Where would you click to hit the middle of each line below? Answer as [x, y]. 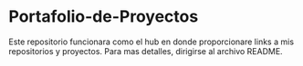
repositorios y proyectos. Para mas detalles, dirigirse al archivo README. [146, 51]
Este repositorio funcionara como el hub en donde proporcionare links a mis [151, 42]
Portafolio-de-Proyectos [104, 17]
